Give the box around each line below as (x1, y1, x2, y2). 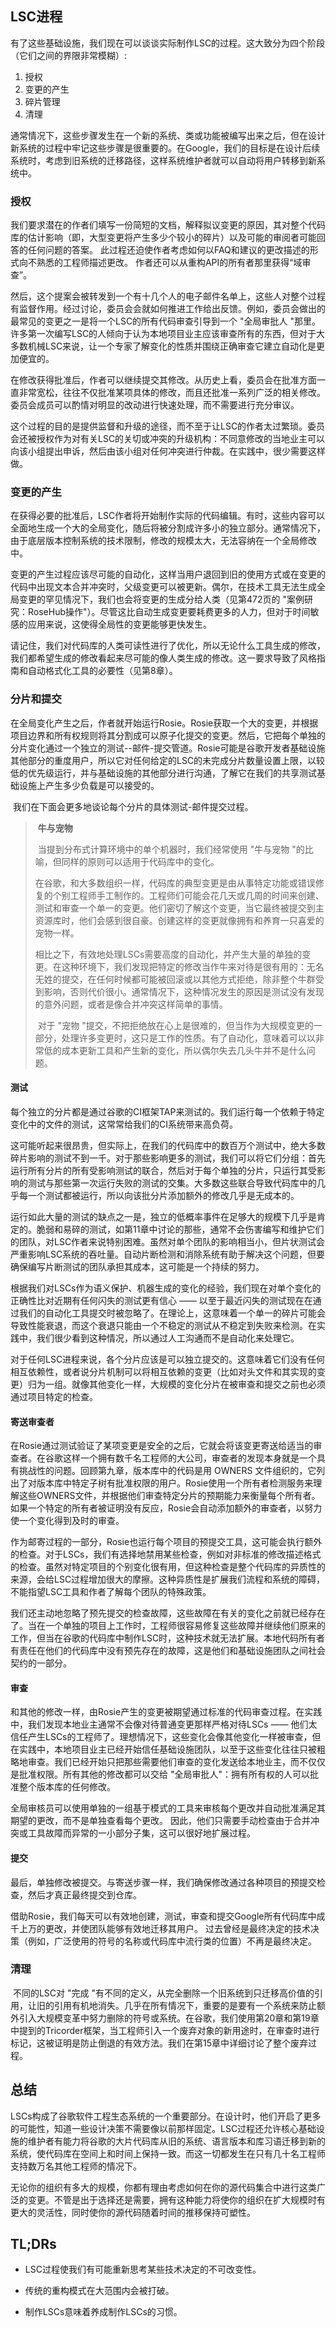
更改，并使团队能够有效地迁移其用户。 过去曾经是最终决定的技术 (44, 1922, 311, 1934)
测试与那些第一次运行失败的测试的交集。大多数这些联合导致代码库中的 (27, 1177, 317, 1189)
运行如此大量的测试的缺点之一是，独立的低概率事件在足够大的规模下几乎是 (10, 1210, 317, 1222)
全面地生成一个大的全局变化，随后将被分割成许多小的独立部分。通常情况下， (10, 522, 326, 534)
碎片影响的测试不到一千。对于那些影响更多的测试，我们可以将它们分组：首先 (10, 1152, 326, 1164)
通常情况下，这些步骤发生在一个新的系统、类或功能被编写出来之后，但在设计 (10, 129, 326, 141)
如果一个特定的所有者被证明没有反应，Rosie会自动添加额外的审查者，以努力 (10, 1502, 323, 1514)
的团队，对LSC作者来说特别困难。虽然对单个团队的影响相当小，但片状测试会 (10, 1235, 326, 1247)
